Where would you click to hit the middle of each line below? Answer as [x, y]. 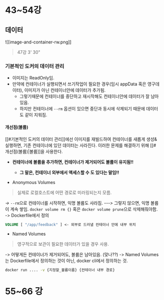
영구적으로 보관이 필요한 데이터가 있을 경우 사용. [63, 244]
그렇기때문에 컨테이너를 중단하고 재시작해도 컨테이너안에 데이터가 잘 [84, 96]
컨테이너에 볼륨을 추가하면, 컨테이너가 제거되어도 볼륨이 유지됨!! [73, 162]
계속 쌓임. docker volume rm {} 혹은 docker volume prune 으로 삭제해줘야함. [84, 209]
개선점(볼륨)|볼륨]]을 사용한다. [34, 151]
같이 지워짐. [36, 115]
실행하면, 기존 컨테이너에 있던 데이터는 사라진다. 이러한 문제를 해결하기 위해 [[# [81, 145]
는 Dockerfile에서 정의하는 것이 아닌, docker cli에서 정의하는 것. [67, 261]
